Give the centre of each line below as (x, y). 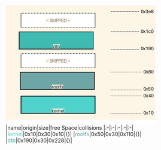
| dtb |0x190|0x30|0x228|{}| (39, 140)
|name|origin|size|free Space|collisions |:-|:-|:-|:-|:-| (70, 128)
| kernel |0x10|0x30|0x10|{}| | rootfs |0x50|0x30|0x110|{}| (74, 134)
